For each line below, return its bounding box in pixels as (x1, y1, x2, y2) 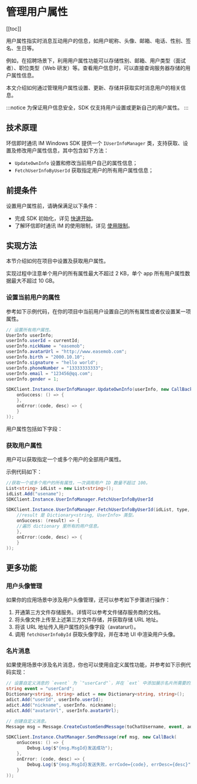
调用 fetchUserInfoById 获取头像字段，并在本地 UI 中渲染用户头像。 (14, 631, 179, 638)
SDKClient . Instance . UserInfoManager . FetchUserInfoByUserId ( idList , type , (6, 507, 191, 513)
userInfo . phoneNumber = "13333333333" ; (6, 365, 104, 371)
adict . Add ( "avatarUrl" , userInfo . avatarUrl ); (6, 708, 119, 714)
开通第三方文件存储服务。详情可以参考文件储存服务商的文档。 (14, 609, 164, 616)
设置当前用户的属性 (6, 293, 60, 302)
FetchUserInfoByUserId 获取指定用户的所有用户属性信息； (14, 167, 154, 174)
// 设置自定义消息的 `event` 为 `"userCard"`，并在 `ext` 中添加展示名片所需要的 (6, 680, 191, 687)
